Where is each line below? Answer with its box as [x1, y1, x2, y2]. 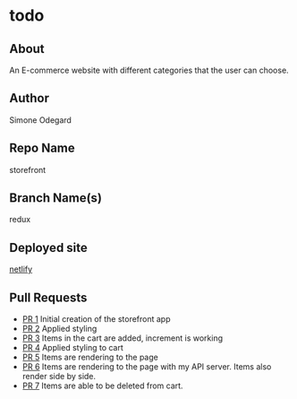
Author [9, 91, 49, 106]
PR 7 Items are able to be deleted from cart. [21, 380, 183, 391]
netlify [9, 264, 33, 274]
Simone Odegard [9, 114, 72, 126]
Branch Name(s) [9, 190, 103, 206]
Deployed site [9, 239, 88, 256]
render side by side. [21, 371, 97, 382]
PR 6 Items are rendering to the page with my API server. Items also [21, 361, 272, 372]
